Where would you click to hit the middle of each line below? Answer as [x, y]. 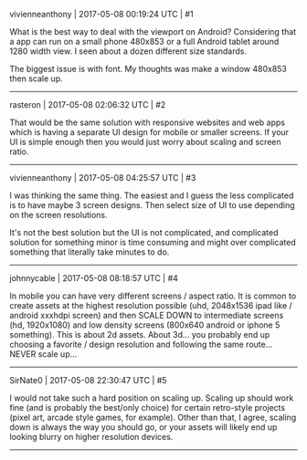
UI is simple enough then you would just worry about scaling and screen [145, 142]
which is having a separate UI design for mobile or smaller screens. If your [149, 132]
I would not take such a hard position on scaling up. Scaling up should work [152, 398]
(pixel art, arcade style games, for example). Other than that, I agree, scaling [153, 417]
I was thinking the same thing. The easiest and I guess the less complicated [152, 195]
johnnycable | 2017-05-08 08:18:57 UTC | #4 [94, 278]
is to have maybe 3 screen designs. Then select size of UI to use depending [152, 205]
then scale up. [36, 78]
